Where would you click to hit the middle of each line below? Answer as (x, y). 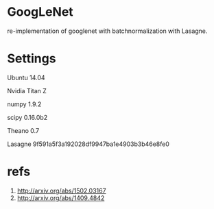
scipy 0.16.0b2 (27, 117)
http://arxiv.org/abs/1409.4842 (61, 198)
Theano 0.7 (23, 130)
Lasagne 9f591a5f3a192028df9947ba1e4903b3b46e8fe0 (88, 144)
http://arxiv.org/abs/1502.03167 (61, 190)
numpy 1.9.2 (24, 104)
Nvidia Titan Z (27, 90)
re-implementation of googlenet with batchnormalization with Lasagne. (107, 31)
